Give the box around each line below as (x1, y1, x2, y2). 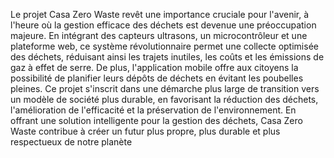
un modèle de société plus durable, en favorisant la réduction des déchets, (10, 94, 319, 105)
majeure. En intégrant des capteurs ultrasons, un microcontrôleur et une (10, 30, 308, 41)
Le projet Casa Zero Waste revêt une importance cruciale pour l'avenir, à (10, 9, 310, 20)
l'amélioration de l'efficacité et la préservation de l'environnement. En (10, 104, 297, 116)
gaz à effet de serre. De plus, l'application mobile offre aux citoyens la (10, 62, 299, 73)
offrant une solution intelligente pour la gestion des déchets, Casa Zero (10, 115, 303, 126)
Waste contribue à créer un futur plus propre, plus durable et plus (10, 125, 281, 137)
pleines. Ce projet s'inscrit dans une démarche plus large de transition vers (10, 83, 320, 94)
